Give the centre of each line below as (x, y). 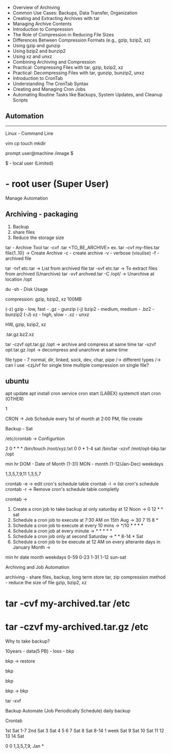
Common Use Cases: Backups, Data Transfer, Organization (75, 13)
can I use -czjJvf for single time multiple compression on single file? (77, 365)
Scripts (20, 100)
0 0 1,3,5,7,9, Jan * (25, 746)
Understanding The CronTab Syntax (50, 84)
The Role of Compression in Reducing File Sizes (63, 35)
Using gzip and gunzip (36, 45)
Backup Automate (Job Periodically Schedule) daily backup (68, 710)
